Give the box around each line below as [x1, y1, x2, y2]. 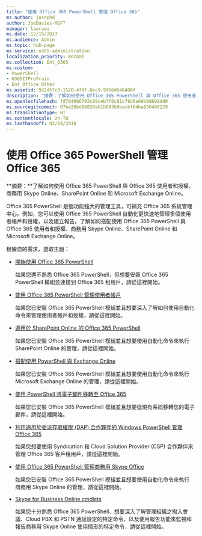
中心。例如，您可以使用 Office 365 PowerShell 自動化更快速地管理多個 [6, 210, 181, 217]
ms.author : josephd [6, 14, 55, 20]
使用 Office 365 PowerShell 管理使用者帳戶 [14, 291, 121, 298]
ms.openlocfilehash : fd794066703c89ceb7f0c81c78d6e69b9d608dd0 [6, 98, 168, 104]
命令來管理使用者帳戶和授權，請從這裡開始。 [14, 312, 126, 319]
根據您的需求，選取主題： [6, 245, 70, 253]
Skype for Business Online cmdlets [14, 496, 102, 503]
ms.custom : [6, 64, 34, 71]
